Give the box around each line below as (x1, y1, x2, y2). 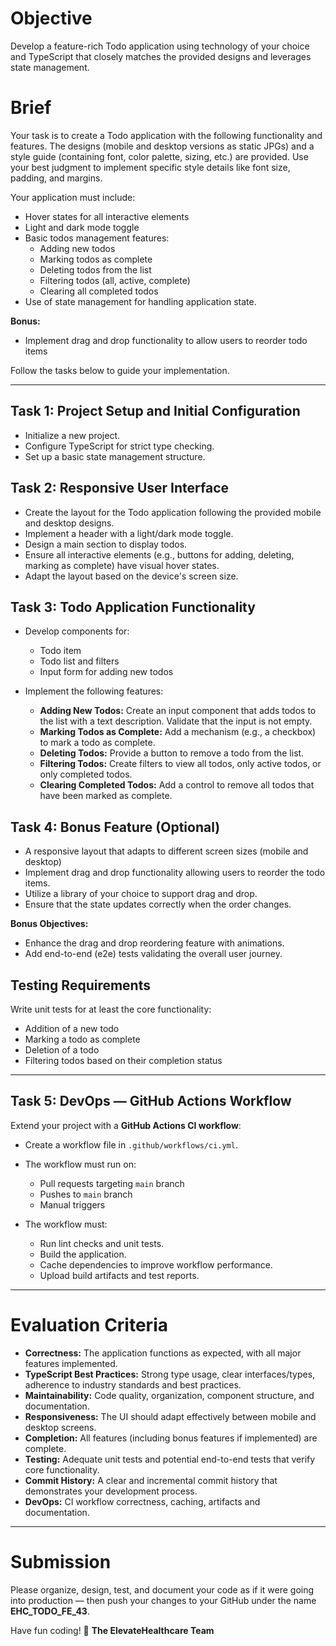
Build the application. (39, 1248, 127, 1260)
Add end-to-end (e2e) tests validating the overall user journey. (24, 948, 283, 960)
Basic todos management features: (24, 232, 170, 244)
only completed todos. (39, 768, 133, 781)
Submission (10, 1550, 112, 1573)
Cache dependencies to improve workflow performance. (39, 1258, 273, 1271)
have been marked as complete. (39, 790, 173, 802)
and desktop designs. (24, 517, 115, 529)
